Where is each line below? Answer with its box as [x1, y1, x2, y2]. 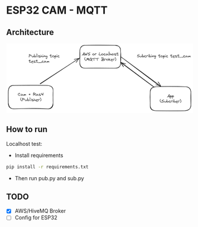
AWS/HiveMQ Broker [14, 207, 66, 215]
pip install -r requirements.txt [6, 164, 89, 170]
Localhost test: [6, 140, 43, 147]
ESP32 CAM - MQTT [6, 4, 108, 17]
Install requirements [14, 152, 63, 159]
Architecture [6, 27, 55, 37]
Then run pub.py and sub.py [14, 174, 84, 181]
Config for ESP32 [14, 214, 58, 221]
